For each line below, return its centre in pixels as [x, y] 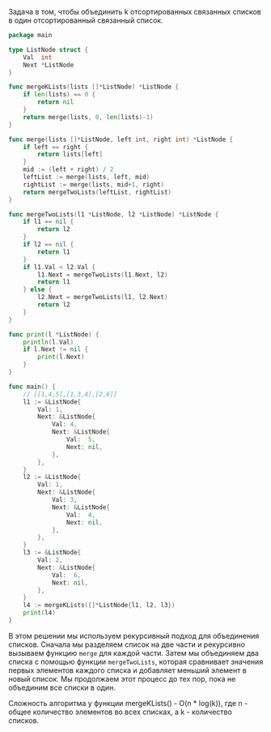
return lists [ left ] [70, 154]
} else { [38, 290]
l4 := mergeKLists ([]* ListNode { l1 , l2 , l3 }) [99, 606]
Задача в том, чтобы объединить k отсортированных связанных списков [135, 12]
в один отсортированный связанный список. [86, 20]
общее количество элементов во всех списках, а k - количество [120, 712]
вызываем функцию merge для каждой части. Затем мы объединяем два [133, 653]
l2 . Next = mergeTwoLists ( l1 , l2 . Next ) [103, 298]
